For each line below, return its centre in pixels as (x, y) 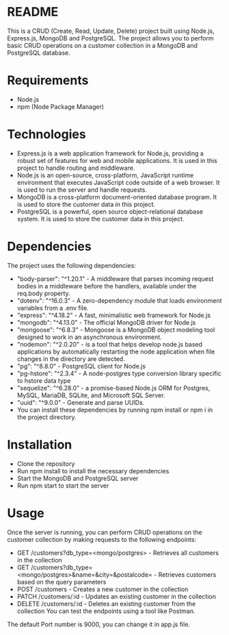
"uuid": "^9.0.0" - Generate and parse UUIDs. (81, 402)
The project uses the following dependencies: (72, 265)
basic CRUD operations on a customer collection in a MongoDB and (103, 45)
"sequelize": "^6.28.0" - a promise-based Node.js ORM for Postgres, (113, 388)
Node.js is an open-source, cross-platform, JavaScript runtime (105, 175)
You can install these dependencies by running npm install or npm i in (115, 410)
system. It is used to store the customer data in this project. (100, 219)
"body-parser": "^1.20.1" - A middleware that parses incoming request (115, 279)
